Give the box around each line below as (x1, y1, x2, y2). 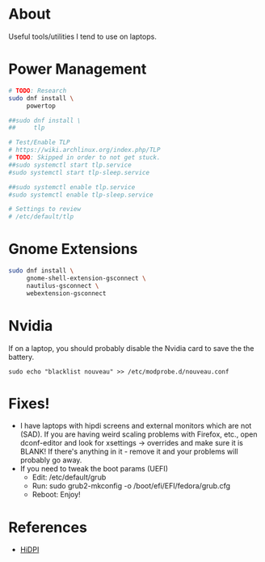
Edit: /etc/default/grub (32, 472, 107, 482)
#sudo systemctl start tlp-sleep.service (8, 168, 150, 176)
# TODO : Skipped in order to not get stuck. (8, 154, 161, 162)
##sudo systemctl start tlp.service (8, 161, 132, 169)
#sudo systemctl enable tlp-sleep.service (8, 191, 154, 199)
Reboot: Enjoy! (32, 490, 81, 500)
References (8, 518, 87, 536)
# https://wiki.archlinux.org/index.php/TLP (8, 146, 161, 154)
